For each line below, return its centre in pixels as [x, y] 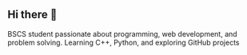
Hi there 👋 [32, 15]
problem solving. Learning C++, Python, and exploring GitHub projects [124, 42]
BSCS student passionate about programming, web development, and [122, 33]
